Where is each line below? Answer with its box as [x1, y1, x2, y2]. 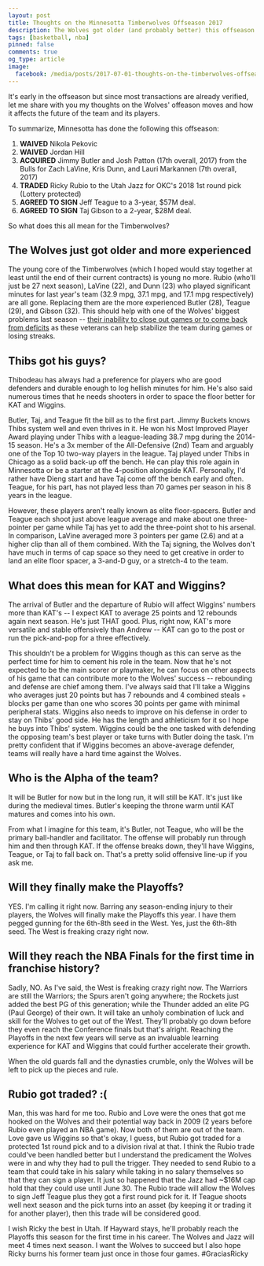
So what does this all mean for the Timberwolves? [8, 221, 170, 231]
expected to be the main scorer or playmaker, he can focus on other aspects [8, 666, 256, 675]
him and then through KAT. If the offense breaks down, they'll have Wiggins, [8, 841, 255, 851]
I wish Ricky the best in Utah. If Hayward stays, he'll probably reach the [8, 1224, 240, 1234]
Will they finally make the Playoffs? [8, 880, 185, 894]
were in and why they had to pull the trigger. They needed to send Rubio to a [8, 1158, 256, 1168]
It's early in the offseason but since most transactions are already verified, [8, 91, 249, 101]
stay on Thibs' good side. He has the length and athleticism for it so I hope [8, 715, 249, 725]
